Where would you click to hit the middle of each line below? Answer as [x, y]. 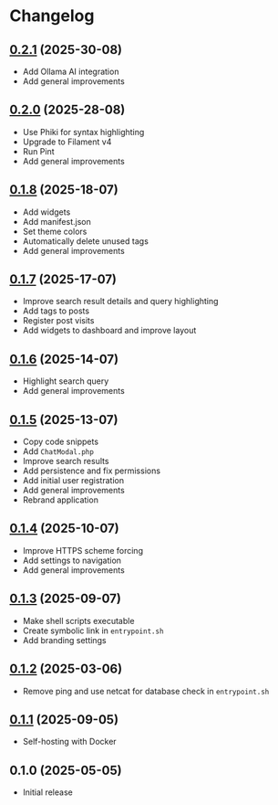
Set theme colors [55, 231]
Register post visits [58, 321]
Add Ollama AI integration [71, 71]
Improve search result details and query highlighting [120, 302]
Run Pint [38, 151]
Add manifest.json [57, 221]
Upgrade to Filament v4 [67, 142]
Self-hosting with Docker [69, 742]
